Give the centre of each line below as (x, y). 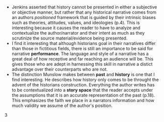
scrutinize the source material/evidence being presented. (69, 38)
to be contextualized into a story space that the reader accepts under (82, 90)
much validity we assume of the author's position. (62, 105)
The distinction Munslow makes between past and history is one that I (83, 74)
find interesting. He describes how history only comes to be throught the (85, 80)
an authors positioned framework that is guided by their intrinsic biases (84, 17)
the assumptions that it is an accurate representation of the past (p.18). (83, 95)
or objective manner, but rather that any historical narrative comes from (84, 12)
